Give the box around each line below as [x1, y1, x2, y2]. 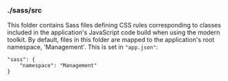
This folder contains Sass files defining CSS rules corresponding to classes [7, 21, 221, 30]
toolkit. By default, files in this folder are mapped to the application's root [7, 36, 215, 44]
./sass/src [7, 5, 43, 15]
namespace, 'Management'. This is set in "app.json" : [7, 43, 158, 51]
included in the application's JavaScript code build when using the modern [7, 28, 220, 36]
